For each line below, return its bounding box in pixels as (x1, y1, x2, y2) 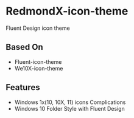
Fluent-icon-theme (14, 58, 62, 65)
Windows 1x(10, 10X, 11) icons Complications (14, 99, 126, 106)
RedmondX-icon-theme (5, 4, 129, 18)
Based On (5, 42, 43, 52)
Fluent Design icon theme (5, 24, 71, 32)
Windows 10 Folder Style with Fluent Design (14, 105, 125, 112)
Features (5, 82, 40, 92)
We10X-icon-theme (14, 64, 63, 72)
